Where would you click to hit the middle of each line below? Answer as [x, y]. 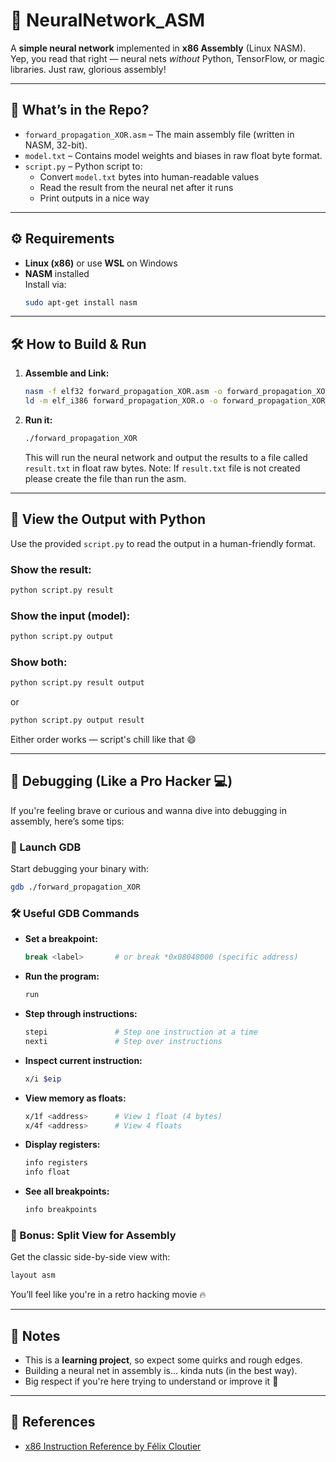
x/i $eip [43, 1079]
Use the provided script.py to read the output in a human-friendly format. [163, 543]
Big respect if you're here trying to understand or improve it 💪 [151, 1381]
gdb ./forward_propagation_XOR [75, 887]
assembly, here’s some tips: [67, 821]
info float [47, 1172]
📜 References [53, 1422]
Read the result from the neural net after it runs [136, 187]
